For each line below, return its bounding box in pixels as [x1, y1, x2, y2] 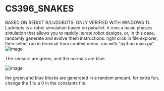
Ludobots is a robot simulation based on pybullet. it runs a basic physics [5, 24, 153, 30]
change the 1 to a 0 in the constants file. [5, 80, 87, 86]
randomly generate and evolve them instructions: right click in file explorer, [5, 35, 158, 41]
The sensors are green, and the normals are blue [5, 55, 105, 61]
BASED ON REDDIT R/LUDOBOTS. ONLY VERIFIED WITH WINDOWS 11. [5, 19, 150, 25]
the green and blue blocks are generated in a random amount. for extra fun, [5, 75, 160, 81]
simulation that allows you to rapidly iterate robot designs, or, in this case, [5, 30, 155, 36]
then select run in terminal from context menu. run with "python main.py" [5, 40, 155, 46]
